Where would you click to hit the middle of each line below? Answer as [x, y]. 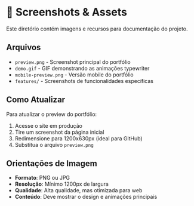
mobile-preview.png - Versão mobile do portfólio [74, 75]
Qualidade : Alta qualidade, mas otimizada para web [78, 190]
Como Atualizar [36, 100]
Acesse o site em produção [48, 125]
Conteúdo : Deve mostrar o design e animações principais [86, 197]
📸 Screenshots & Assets [67, 12]
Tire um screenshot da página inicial [59, 132]
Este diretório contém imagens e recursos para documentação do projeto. [97, 29]
